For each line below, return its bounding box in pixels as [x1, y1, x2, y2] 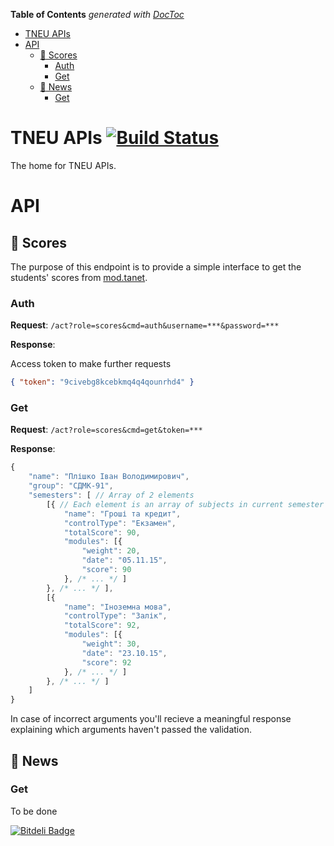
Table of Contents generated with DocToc [10, 9, 185, 20]
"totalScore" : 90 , [63, 527, 141, 538]
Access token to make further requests [10, 358, 172, 370]
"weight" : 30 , [81, 639, 141, 649]
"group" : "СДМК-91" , [28, 481, 114, 491]
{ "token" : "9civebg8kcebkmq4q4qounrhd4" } [10, 377, 195, 388]
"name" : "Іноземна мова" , [63, 602, 172, 612]
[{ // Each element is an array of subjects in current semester [46, 499, 325, 509]
